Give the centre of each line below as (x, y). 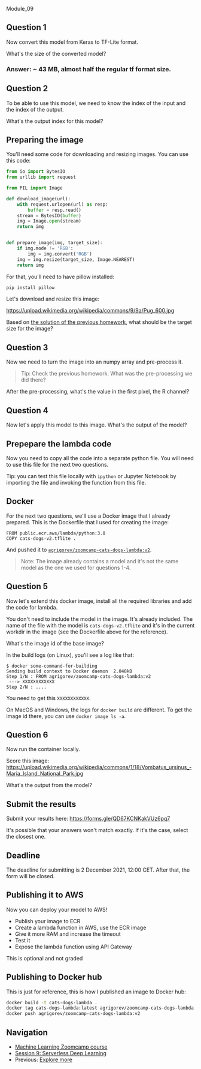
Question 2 (27, 88)
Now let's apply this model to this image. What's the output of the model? (97, 425)
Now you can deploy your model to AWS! (57, 909)
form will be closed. (31, 876)
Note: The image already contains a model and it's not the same (100, 561)
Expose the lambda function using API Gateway (73, 947)
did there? (33, 380)
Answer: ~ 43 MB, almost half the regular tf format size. (89, 69)
